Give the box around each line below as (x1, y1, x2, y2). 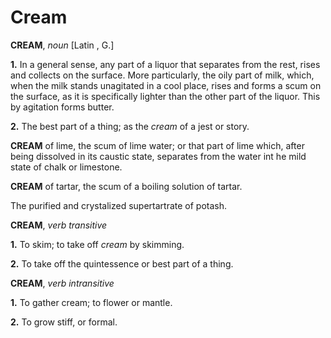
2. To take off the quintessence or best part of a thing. (10, 257, 234, 270)
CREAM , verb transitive (10, 219, 108, 231)
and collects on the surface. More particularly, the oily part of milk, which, (10, 69, 315, 81)
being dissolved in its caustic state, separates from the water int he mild (10, 150, 307, 162)
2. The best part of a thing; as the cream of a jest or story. (10, 120, 250, 132)
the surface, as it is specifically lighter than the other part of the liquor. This (10, 90, 321, 102)
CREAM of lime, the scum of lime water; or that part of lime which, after (10, 139, 305, 151)
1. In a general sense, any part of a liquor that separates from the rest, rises (10, 58, 321, 70)
